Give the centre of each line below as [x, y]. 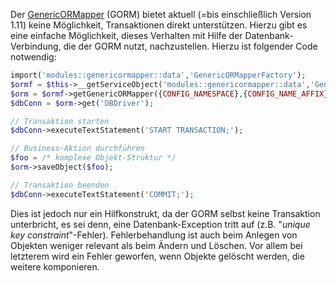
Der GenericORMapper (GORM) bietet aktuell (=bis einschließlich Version [161, 14]
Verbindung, [36, 46]
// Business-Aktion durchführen [77, 149]
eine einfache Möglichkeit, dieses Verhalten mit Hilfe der [126, 35]
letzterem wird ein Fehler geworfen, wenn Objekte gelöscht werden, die [157, 256]
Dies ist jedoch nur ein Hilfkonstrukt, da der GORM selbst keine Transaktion [165, 213]
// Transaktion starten [60, 121]
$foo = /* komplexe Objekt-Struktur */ [93, 158]
